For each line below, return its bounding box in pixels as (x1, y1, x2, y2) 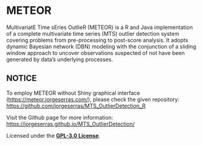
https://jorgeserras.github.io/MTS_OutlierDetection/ (6, 120, 135, 127)
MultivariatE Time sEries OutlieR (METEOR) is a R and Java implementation (6, 24, 193, 31)
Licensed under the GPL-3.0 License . (6, 132, 101, 139)
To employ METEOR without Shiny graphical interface (6, 89, 141, 97)
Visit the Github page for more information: (6, 114, 113, 121)
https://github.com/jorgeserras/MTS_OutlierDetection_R (6, 102, 146, 109)
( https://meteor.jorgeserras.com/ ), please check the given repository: (6, 95, 180, 103)
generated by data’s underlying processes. (6, 56, 113, 63)
